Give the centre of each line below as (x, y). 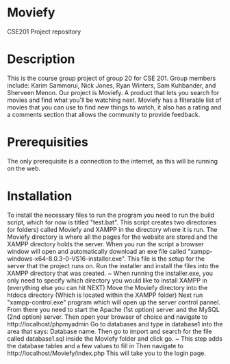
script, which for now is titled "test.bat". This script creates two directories (112, 222)
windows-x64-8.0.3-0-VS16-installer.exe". (67, 259)
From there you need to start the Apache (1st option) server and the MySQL (114, 309)
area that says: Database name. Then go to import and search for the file (110, 331)
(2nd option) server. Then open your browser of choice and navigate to (107, 317)
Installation (40, 196)
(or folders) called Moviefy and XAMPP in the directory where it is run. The (112, 229)
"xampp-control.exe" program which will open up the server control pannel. (114, 302)
